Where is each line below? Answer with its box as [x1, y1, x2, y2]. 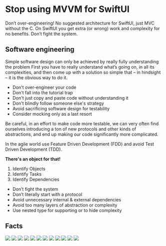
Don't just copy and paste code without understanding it [12, 95, 128, 101]
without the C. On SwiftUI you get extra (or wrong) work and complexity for [5, 25, 160, 31]
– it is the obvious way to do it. [5, 74, 68, 81]
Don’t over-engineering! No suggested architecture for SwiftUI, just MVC [5, 20, 155, 26]
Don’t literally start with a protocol [12, 191, 82, 197]
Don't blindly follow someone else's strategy [12, 100, 104, 106]
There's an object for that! [5, 156, 61, 162]
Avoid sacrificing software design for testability [12, 105, 110, 111]
